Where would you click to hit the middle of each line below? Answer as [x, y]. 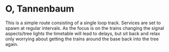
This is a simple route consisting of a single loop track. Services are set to [83, 23]
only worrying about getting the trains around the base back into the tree [82, 39]
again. [12, 44]
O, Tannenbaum [40, 9]
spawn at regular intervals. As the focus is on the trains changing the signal [85, 28]
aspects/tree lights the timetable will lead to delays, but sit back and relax [83, 33]
